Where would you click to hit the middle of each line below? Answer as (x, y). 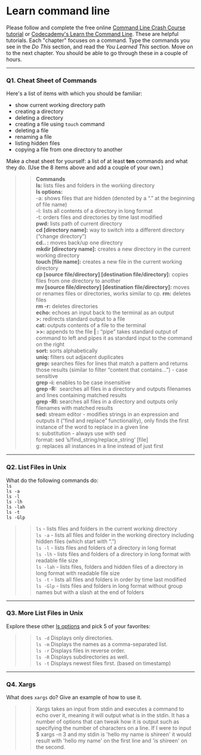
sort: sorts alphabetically (67, 351)
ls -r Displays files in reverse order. (80, 650)
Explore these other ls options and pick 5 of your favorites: (78, 626)
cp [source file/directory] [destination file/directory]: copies (112, 275)
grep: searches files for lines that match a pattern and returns (112, 364)
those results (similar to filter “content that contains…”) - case (112, 370)
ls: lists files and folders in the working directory (95, 185)
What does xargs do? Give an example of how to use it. (74, 698)
